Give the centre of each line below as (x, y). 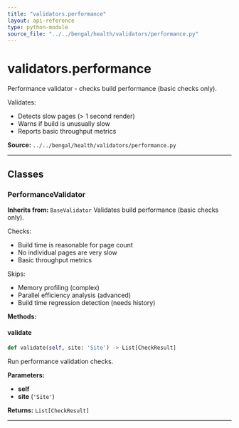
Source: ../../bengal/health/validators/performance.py (92, 145)
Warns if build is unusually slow (64, 124)
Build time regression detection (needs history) (86, 302)
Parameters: (26, 375)
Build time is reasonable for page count (75, 245)
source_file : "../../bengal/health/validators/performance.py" (103, 34)
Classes (26, 174)
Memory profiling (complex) (58, 287)
